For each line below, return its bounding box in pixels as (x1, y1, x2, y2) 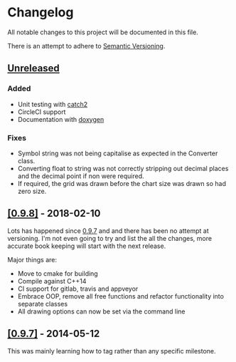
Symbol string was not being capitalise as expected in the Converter (17, 149, 218, 157)
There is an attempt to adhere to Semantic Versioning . (7, 41, 166, 50)
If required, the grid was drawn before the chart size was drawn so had (17, 179, 226, 187)
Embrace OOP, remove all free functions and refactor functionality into (17, 291, 224, 300)
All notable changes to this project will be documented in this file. (7, 28, 199, 36)
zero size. (17, 187, 47, 195)
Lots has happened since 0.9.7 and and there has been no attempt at (7, 226, 209, 235)
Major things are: (7, 255, 58, 264)
